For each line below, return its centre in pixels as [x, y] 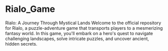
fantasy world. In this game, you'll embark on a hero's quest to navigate [79, 33]
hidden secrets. [21, 44]
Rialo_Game [30, 9]
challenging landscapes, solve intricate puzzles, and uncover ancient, [77, 39]
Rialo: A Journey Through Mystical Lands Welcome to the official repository [83, 23]
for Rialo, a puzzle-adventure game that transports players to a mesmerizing [84, 28]
